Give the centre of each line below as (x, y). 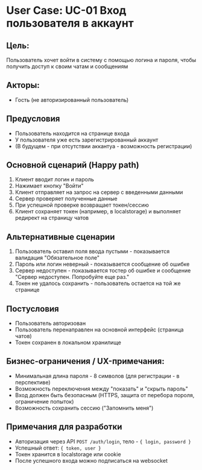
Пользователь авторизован (50, 324)
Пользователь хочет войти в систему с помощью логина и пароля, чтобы (101, 60)
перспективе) (33, 382)
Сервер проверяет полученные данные (66, 199)
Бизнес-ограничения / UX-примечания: (85, 361)
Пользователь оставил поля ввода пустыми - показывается (92, 251)
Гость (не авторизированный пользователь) (71, 99)
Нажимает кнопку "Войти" (49, 186)
